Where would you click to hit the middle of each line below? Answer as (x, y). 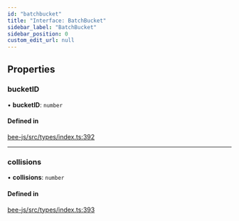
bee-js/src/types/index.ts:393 (51, 210)
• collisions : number (36, 178)
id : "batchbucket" (34, 14)
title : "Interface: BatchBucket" (57, 21)
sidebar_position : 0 (38, 34)
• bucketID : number (35, 104)
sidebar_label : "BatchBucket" (52, 27)
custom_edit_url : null (41, 41)
